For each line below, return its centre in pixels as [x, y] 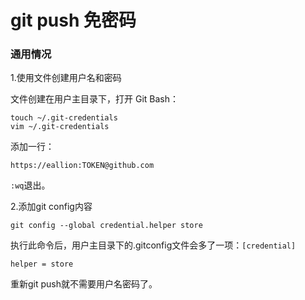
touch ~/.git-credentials [64, 118]
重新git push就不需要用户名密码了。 [84, 284]
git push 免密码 [73, 20]
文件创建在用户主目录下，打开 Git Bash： [94, 99]
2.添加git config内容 [51, 207]
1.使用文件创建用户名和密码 [66, 78]
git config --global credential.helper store [106, 226]
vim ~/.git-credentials [60, 127]
